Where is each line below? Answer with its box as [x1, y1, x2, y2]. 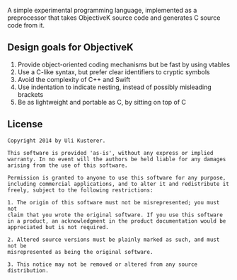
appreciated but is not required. [7, 223, 110, 231]
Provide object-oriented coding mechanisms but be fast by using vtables [17, 60, 231, 69]
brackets [17, 90, 44, 98]
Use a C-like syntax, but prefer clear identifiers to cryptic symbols [17, 67, 210, 76]
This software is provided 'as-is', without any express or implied [7, 149, 214, 156]
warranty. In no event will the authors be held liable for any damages [7, 156, 226, 163]
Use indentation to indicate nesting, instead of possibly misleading [17, 83, 212, 91]
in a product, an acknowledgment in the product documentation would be [7, 217, 226, 225]
